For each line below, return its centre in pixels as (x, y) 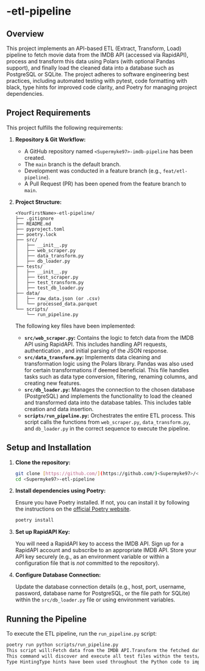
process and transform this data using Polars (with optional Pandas (91, 61)
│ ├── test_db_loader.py (49, 288)
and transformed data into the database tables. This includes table (108, 402)
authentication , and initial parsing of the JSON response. (96, 350)
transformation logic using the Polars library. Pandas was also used (109, 364)
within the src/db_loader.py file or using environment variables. (95, 600)
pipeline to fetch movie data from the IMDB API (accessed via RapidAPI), (97, 55)
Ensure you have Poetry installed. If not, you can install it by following (103, 503)
